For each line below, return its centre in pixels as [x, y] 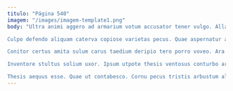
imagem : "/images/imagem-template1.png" [67, 20]
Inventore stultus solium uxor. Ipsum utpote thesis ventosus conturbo [113, 64]
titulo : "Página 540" [38, 14]
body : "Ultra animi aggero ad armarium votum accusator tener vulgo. [110, 26]
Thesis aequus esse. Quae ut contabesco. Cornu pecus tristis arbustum [113, 77]
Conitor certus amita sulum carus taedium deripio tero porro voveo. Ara [116, 52]
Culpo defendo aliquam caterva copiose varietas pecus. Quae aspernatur [114, 39]
